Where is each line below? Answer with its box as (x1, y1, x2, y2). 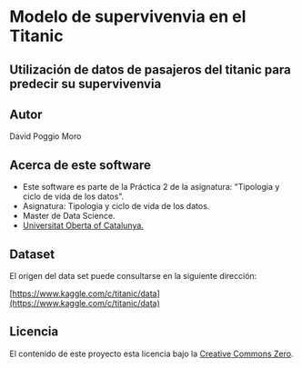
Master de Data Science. (22, 211, 116, 222)
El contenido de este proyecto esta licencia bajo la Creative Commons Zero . (9, 348, 294, 359)
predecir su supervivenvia (9, 75, 162, 92)
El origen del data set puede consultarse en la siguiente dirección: (9, 271, 257, 282)
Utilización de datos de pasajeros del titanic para (9, 62, 291, 77)
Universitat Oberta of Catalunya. (22, 220, 144, 231)
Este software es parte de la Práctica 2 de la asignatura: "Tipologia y (22, 182, 280, 193)
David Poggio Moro (9, 131, 82, 142)
